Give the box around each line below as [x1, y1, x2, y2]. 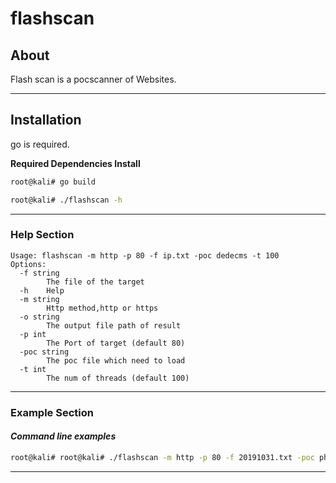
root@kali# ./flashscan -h [10, 195, 123, 205]
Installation [10, 112, 82, 129]
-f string [19, 268, 60, 278]
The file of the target [46, 277, 145, 287]
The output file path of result [46, 320, 182, 331]
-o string [19, 312, 60, 322]
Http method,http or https [46, 303, 159, 313]
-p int [19, 329, 47, 339]
